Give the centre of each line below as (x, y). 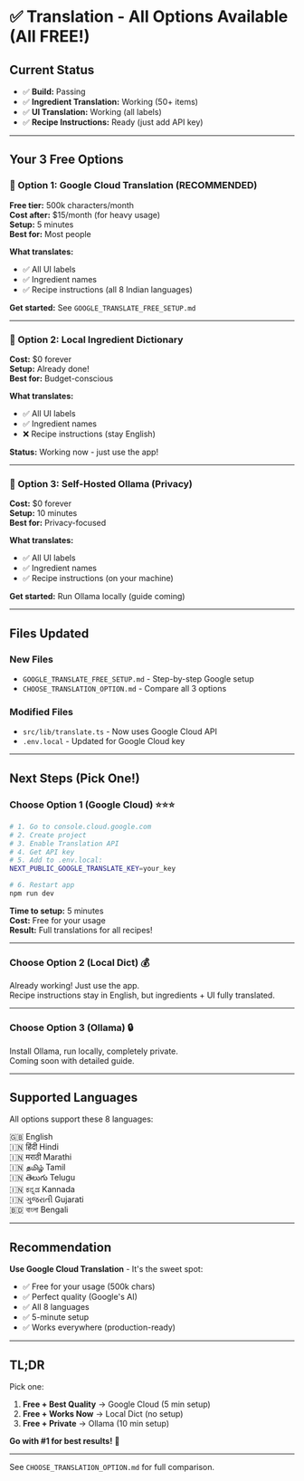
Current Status (52, 70)
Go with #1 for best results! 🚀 (65, 1440)
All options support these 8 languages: (81, 1119)
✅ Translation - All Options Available (149, 17)
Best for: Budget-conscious (62, 378)
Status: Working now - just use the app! (84, 452)
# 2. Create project (48, 835)
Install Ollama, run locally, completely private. (94, 1051)
